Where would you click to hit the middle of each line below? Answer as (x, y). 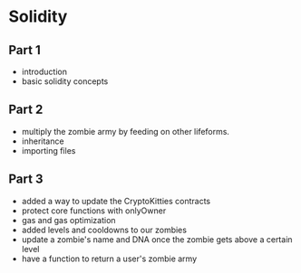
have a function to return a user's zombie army (109, 259)
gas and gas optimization (68, 220)
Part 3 (26, 179)
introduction (44, 71)
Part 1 (25, 50)
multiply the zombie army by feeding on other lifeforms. (126, 131)
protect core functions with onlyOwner (94, 211)
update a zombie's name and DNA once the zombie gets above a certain (157, 239)
